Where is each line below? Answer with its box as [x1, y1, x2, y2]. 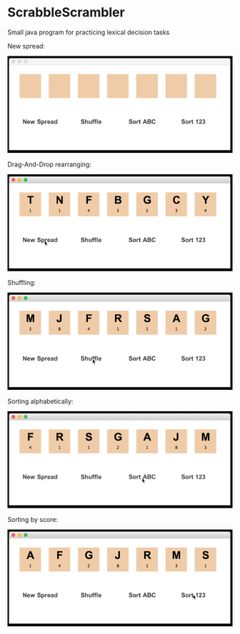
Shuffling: [7, 278, 36, 287]
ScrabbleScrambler [7, 4, 125, 21]
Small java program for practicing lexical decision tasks [7, 28, 170, 36]
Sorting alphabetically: [7, 397, 74, 406]
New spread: [7, 41, 45, 50]
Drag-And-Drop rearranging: [7, 160, 91, 168]
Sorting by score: [7, 515, 59, 523]
